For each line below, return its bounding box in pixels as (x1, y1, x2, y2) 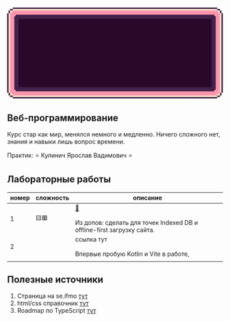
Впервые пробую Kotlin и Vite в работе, (75, 250, 190, 258)
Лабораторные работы (7, 174, 112, 185)
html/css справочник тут (16, 299, 89, 307)
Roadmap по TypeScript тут (16, 307, 97, 315)
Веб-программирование (7, 112, 118, 123)
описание (132, 193, 163, 202)
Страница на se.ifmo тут (16, 292, 88, 300)
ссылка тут (75, 235, 107, 243)
